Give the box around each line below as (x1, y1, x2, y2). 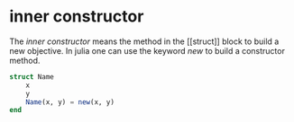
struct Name (9, 72, 54, 82)
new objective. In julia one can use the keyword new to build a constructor (9, 45, 286, 56)
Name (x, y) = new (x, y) (25, 97, 115, 107)
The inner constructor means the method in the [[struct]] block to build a (9, 36, 280, 47)
